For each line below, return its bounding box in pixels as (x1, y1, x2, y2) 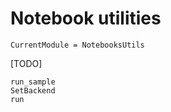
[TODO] (10, 57, 43, 69)
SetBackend (10, 85, 56, 96)
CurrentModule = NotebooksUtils (10, 40, 145, 50)
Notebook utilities (10, 7, 162, 30)
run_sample (10, 77, 56, 87)
